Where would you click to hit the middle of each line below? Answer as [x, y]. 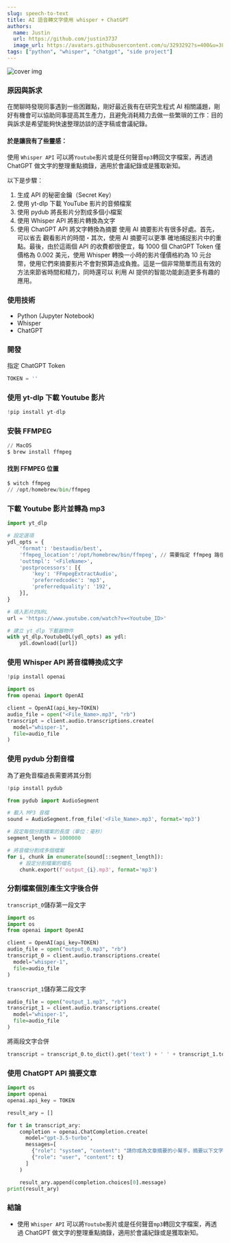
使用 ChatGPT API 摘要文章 [52, 1073]
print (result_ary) [33, 1189]
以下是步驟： [25, 181]
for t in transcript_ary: [44, 1125]
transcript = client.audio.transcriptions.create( [81, 721]
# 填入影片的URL [28, 612]
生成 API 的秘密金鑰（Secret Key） [66, 195]
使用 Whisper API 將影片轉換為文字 [66, 221]
